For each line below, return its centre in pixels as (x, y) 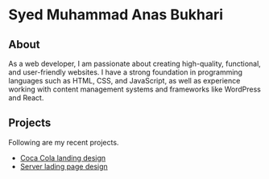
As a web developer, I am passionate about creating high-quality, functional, (135, 63)
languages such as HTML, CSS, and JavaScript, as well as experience (124, 81)
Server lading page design (64, 166)
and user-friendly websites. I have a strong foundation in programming (126, 72)
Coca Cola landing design (63, 157)
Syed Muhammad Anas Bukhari (116, 15)
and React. (26, 98)
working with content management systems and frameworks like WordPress (135, 89)
